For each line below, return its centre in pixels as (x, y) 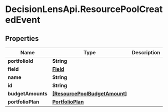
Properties (22, 38)
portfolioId (20, 61)
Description (146, 52)
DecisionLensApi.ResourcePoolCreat (84, 9)
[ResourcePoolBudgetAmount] (90, 94)
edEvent (23, 20)
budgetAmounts (27, 94)
